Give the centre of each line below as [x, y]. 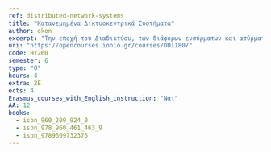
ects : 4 [21, 90]
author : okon [30, 31]
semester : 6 [28, 61]
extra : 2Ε [25, 83]
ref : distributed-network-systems [67, 16]
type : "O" [25, 68]
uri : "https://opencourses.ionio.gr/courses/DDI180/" [101, 46]
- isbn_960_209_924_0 [52, 121]
